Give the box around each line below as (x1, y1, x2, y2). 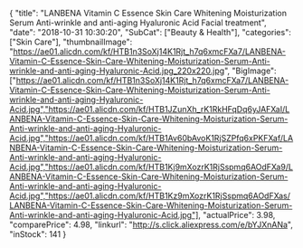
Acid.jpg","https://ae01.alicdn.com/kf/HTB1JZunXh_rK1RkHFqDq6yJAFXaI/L (9, 104, 290, 114)
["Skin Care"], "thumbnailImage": (9, 36, 133, 47)
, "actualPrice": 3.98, (198, 210, 276, 220)
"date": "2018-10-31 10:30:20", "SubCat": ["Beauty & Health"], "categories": (9, 27, 291, 37)
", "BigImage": (224, 65, 278, 76)
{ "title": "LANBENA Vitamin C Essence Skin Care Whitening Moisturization (9, 8, 288, 18)
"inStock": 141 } (9, 229, 67, 239)
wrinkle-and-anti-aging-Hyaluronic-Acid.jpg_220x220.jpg (9, 65, 225, 76)
